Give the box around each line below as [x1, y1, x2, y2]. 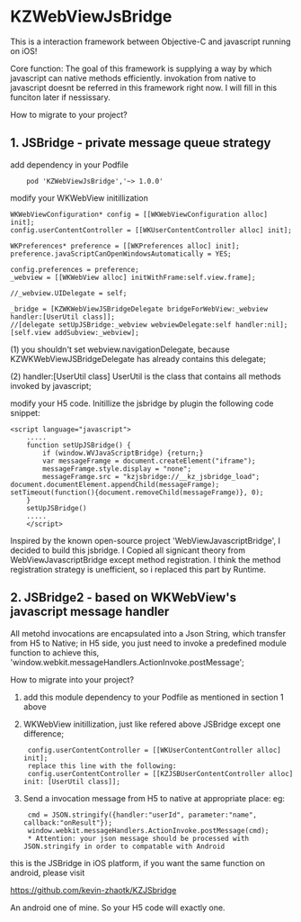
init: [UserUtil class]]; [22, 777, 120, 786]
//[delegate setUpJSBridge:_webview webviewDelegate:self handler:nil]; [10, 320, 288, 330]
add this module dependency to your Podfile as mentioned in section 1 [22, 691, 284, 702]
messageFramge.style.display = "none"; [42, 464, 192, 474]
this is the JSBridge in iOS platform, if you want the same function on [10, 857, 266, 868]
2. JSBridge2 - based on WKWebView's [10, 590, 237, 605]
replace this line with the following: [27, 761, 177, 771]
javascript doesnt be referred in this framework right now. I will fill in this [10, 82, 278, 93]
